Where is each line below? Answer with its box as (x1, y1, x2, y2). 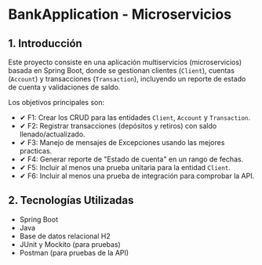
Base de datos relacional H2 (19, 231, 111, 241)
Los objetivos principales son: (8, 98, 105, 107)
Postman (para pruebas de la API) (19, 248, 129, 257)
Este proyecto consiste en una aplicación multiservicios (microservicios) (8, 57, 242, 67)
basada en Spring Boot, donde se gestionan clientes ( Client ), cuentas (8, 66, 235, 75)
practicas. (19, 147, 53, 155)
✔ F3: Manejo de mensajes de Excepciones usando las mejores (19, 138, 225, 147)
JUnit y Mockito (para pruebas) (19, 239, 122, 249)
